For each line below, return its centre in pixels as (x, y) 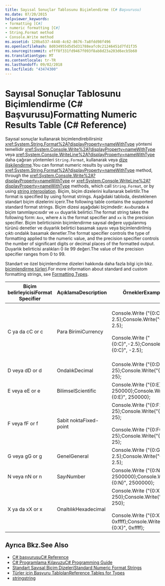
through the (17, 175)
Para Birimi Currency (80, 331)
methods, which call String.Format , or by (113, 186)
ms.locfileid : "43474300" (31, 70)
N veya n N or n (25, 476)
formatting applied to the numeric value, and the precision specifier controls (82, 238)
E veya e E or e (24, 391)
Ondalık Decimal (75, 370)
